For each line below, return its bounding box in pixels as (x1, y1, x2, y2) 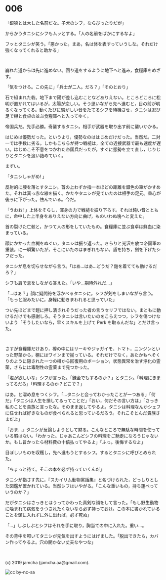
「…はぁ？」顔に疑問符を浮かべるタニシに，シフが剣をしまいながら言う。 (5, 290, 156, 296)
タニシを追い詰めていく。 (13, 152, 66, 158)
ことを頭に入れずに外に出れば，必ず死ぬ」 (5, 512, 92, 518)
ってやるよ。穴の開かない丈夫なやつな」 (13, 539, 96, 545)
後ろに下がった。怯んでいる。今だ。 (5, 196, 79, 202)
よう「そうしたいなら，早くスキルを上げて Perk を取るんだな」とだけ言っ (9, 319, 160, 325)
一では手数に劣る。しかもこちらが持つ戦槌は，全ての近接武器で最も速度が (5, 140, 157, 146)
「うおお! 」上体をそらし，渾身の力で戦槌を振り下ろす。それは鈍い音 (5, 207, 146, 213)
